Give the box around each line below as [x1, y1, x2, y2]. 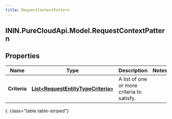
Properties [5, 52, 40, 60]
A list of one [118, 75, 147, 82]
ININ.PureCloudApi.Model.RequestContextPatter [5, 27, 165, 35]
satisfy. [118, 94, 136, 102]
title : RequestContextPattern [5, 7, 70, 13]
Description [118, 67, 148, 74]
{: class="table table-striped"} [5, 108, 69, 114]
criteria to [118, 88, 142, 95]
